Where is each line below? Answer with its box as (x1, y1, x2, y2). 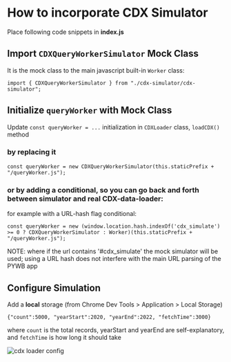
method (7, 130, 30, 138)
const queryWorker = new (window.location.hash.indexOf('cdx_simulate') (7, 223, 221, 230)
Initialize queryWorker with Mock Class (7, 105, 172, 116)
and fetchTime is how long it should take (7, 333, 122, 341)
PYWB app (7, 262, 38, 271)
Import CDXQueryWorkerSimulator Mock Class (7, 48, 199, 60)
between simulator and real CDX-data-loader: (7, 194, 163, 203)
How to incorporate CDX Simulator (7, 5, 208, 21)
